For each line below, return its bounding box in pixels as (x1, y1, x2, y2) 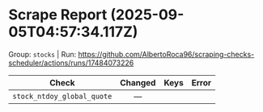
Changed (120, 77, 156, 88)
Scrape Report (8, 6, 108, 24)
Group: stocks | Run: (8, 49, 77, 59)
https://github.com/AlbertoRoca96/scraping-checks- (78, 49, 255, 59)
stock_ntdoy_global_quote (12, 91, 112, 101)
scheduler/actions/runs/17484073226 (8, 58, 134, 68)
